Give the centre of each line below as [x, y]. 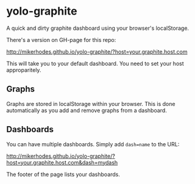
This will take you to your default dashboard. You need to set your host [95, 63]
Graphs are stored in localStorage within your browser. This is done [91, 104]
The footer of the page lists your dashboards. [63, 174]
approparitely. [24, 70]
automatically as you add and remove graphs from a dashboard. [87, 110]
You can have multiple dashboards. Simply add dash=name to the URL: [93, 144]
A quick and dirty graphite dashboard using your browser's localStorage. [98, 28]
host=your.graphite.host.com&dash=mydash [62, 162]
